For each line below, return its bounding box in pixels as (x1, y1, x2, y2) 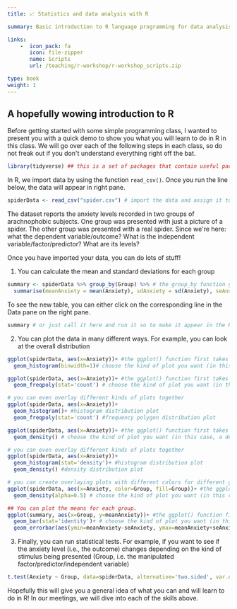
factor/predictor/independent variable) (17, 560, 130, 569)
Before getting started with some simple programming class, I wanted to (7, 127, 217, 135)
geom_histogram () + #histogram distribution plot (13, 408, 159, 415)
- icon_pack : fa (20, 42, 71, 50)
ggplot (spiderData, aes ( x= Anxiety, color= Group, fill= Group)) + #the (7, 485, 213, 492)
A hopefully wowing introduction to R (7, 108, 174, 120)
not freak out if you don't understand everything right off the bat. (7, 149, 196, 158)
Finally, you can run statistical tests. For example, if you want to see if (17, 537, 220, 546)
